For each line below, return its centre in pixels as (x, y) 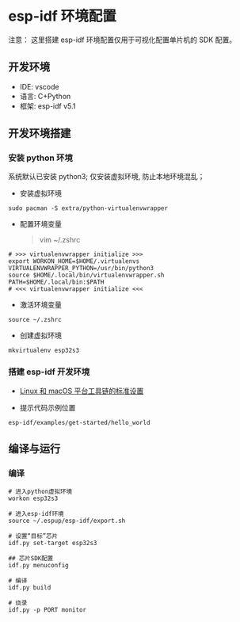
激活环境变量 (40, 305)
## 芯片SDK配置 (31, 559)
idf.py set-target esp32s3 (53, 544)
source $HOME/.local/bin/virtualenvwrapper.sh (86, 275)
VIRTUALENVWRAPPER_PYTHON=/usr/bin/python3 (81, 269)
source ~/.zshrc (35, 320)
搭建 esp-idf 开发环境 (49, 372)
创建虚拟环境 (40, 336)
